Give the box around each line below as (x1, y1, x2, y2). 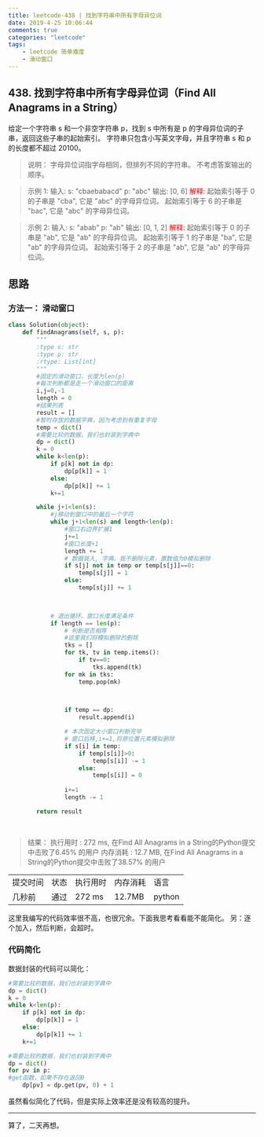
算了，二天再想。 (8, 1120, 64, 1130)
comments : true (8, 26, 58, 34)
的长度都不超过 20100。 (8, 143, 86, 152)
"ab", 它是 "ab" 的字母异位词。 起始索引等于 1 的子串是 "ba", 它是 (42, 233, 253, 242)
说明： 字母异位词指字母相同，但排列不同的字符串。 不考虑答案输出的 (27, 160, 252, 169)
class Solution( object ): (8, 321, 90, 329)
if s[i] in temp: (64, 742, 122, 750)
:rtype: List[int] (36, 358, 97, 365)
